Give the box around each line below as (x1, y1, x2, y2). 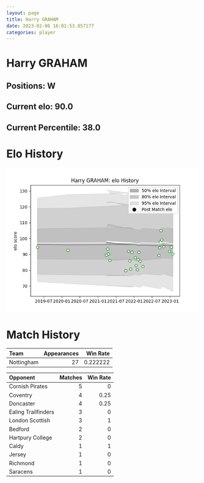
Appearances (43, 350, 79, 357)
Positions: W (6, 80, 56, 91)
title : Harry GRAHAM (6, 16, 59, 23)
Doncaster (9, 400, 35, 407)
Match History (6, 328, 81, 342)
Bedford (9, 425, 29, 433)
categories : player (6, 29, 56, 36)
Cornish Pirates (9, 383, 48, 390)
